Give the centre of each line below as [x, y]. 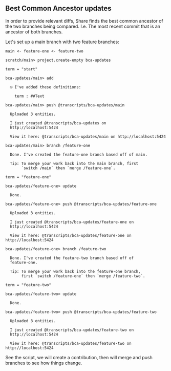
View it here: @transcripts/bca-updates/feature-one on [71, 235]
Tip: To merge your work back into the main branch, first [74, 163]
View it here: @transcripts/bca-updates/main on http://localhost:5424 [88, 136]
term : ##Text [29, 96]
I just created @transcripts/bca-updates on [58, 123]
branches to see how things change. [44, 363]
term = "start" [22, 69]
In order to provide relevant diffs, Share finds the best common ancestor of [84, 21]
